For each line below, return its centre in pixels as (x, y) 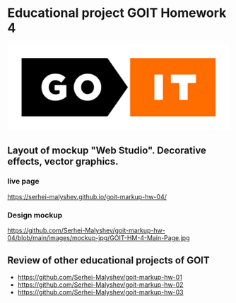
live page (24, 182)
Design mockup (35, 215)
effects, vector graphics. (63, 161)
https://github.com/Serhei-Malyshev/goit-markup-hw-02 (100, 285)
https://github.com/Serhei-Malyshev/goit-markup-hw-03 (100, 292)
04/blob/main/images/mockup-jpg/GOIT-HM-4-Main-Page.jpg (99, 238)
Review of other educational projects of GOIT (108, 260)
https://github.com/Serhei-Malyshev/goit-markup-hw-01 (100, 277)
